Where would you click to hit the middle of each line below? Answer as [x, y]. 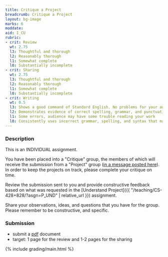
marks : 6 [14, 24]
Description [20, 139]
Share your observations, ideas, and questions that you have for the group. [82, 205]
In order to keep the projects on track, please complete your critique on [79, 170]
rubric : [13, 38]
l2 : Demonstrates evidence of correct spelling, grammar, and [76, 112]
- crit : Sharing [22, 70]
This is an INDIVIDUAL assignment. [41, 149]
